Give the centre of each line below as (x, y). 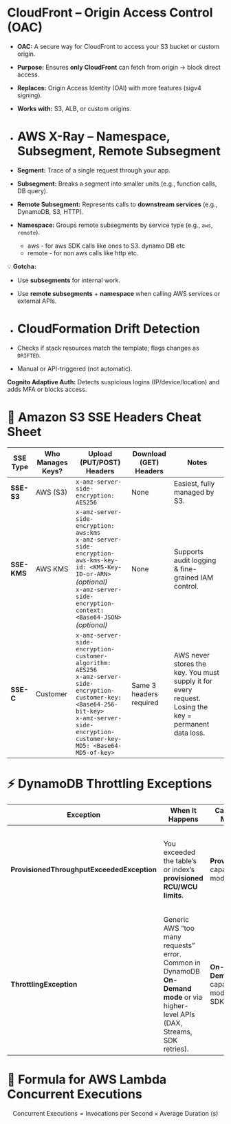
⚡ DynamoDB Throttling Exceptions (110, 783)
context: (90, 610)
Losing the (191, 707)
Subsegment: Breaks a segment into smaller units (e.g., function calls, (117, 184)
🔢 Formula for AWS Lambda (87, 1079)
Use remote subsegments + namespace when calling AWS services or (119, 293)
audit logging (195, 560)
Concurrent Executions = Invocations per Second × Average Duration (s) (115, 1113)
